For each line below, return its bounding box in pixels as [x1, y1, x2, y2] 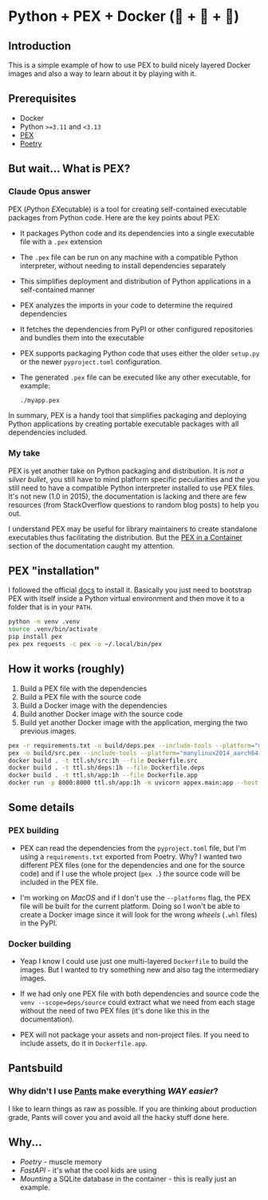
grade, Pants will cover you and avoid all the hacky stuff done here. [8, 1112, 230, 1122]
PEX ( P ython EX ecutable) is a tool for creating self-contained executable [8, 204, 247, 214]
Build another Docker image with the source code [19, 708, 183, 719]
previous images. [19, 726, 77, 736]
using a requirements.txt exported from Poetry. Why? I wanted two [19, 852, 242, 861]
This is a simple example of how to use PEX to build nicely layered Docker [8, 60, 251, 70]
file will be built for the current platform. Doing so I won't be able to [19, 901, 241, 911]
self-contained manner [19, 284, 96, 295]
